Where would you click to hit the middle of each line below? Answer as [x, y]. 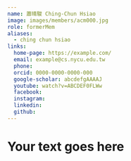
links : [17, 46]
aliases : [20, 33]
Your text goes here [66, 147]
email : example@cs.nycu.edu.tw [60, 60]
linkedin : [28, 105]
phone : [23, 66]
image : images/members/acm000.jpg [58, 20]
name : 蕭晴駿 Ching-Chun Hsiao [52, 14]
